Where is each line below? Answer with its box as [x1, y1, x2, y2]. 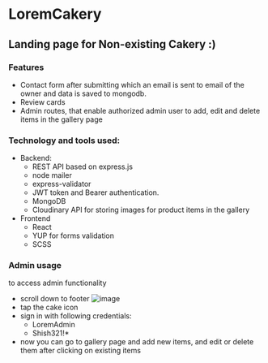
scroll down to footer [19, 294, 90, 304]
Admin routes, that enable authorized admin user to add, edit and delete [19, 106, 261, 115]
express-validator [32, 179, 91, 189]
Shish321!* [32, 328, 70, 338]
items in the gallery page [19, 115, 103, 124]
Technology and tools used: [8, 135, 121, 146]
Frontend [19, 214, 51, 223]
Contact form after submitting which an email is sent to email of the [19, 80, 245, 89]
